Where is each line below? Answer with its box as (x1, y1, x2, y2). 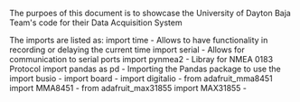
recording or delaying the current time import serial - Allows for (9, 44, 246, 55)
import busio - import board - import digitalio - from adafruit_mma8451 (9, 73, 273, 84)
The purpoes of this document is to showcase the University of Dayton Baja (9, 8, 291, 18)
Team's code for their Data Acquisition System (9, 17, 183, 28)
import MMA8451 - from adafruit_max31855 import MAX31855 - (9, 83, 247, 93)
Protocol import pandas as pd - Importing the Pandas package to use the (9, 63, 282, 74)
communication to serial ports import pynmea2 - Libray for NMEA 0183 (9, 54, 274, 64)
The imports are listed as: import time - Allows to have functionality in (9, 35, 268, 45)
